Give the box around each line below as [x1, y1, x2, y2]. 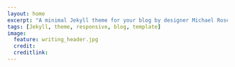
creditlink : [13, 50, 49, 57]
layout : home [7, 10, 45, 17]
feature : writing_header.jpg [13, 36, 99, 43]
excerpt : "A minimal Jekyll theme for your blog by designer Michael [7, 17, 215, 24]
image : [7, 29, 27, 37]
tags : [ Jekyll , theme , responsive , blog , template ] [7, 23, 161, 30]
